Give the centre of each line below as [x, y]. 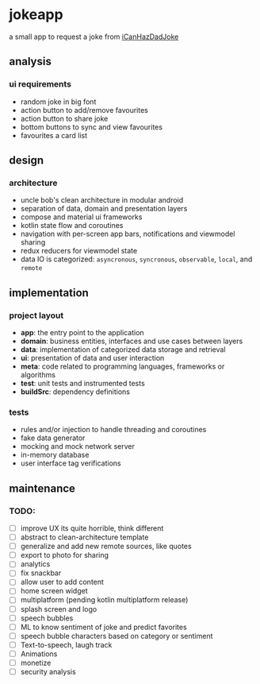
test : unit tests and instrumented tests [82, 383]
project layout [36, 315]
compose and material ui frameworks [81, 217]
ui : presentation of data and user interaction [92, 358]
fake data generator [53, 438]
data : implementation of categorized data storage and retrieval [123, 350]
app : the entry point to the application [82, 332]
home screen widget [54, 591]
